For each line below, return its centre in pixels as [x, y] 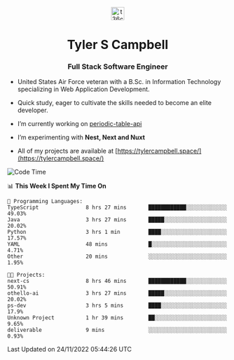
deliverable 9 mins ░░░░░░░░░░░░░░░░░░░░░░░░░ [117, 330]
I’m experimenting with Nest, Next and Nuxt [81, 137]
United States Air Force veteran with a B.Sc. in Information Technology [119, 82]
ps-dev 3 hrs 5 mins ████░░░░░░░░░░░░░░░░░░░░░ [117, 306]
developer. [33, 110]
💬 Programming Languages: [45, 202]
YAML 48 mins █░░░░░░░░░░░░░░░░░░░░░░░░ [117, 244]
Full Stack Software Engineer [118, 67]
